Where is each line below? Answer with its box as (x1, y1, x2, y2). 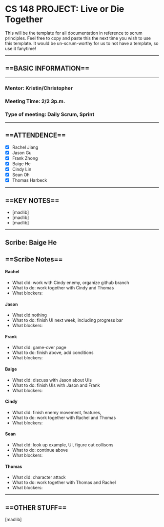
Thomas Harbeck (12, 177, 47, 183)
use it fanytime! (5, 45, 37, 51)
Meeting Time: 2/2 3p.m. (5, 98, 65, 105)
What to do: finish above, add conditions (12, 350, 94, 355)
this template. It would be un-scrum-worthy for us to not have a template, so (5, 40, 159, 46)
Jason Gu (12, 150, 32, 155)
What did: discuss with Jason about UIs (12, 377, 92, 383)
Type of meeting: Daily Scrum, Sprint (5, 111, 95, 118)
